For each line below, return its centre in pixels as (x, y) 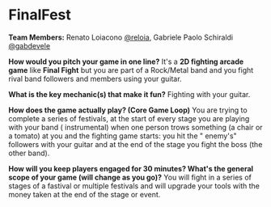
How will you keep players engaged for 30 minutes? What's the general (131, 168)
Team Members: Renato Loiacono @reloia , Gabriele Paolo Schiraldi (121, 37)
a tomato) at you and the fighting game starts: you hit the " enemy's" (123, 136)
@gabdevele (30, 45)
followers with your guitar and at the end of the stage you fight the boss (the (135, 144)
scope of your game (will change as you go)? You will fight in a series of (130, 177)
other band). (29, 153)
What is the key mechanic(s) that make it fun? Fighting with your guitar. (129, 94)
